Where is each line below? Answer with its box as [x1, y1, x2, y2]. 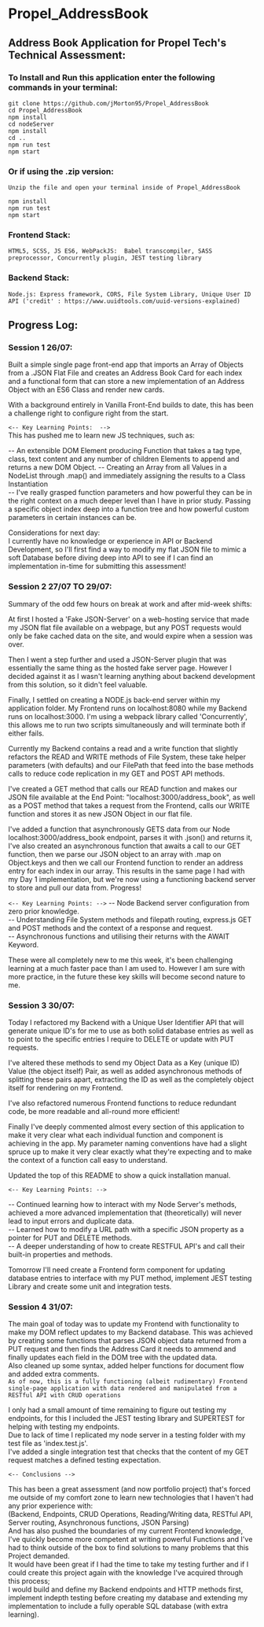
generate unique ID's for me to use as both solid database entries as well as [8, 1026, 254, 1035]
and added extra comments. [8, 1370, 100, 1379]
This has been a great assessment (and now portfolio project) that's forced [8, 1485, 251, 1494]
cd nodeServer [8, 120, 55, 128]
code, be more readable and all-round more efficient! [8, 1107, 181, 1116]
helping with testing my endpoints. [8, 1422, 120, 1432]
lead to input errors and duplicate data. [8, 1216, 134, 1226]
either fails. [8, 729, 45, 738]
